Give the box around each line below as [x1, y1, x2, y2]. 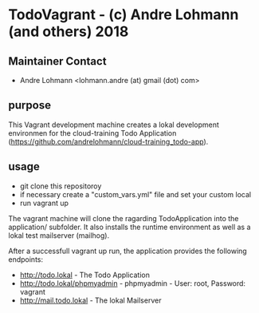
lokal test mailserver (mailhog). [8, 230, 110, 240]
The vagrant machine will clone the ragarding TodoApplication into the [8, 213, 239, 223]
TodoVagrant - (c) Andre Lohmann [8, 6, 239, 24]
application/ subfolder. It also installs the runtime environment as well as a [8, 222, 251, 232]
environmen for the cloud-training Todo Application [8, 128, 177, 137]
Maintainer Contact [8, 54, 107, 68]
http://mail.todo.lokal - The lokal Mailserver [19, 295, 162, 305]
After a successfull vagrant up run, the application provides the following [8, 246, 247, 256]
